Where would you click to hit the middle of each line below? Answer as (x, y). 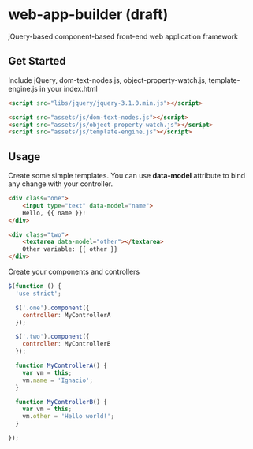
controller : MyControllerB (67, 344)
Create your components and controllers (74, 272)
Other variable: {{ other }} (70, 249)
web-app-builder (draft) (88, 15)
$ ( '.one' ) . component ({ (52, 308)
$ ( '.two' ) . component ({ (52, 337)
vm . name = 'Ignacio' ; (58, 380)
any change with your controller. (60, 184)
